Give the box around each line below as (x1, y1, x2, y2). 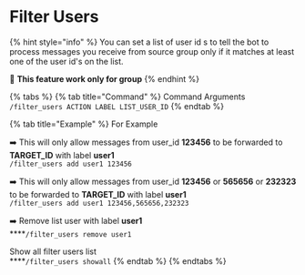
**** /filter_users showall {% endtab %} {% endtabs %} (9, 255, 227, 266)
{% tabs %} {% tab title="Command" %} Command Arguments (9, 91, 246, 102)
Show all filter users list (9, 246, 97, 257)
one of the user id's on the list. (9, 56, 125, 66)
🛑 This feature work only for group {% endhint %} (9, 73, 200, 84)
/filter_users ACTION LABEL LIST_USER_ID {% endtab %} (9, 100, 225, 111)
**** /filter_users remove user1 (9, 228, 132, 239)
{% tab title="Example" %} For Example (9, 118, 158, 129)
